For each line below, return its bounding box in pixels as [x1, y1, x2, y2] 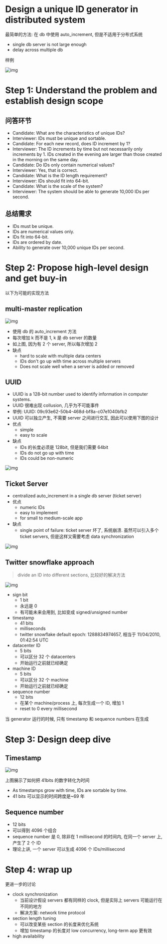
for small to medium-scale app [19, 515, 83, 521]
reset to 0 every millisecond [19, 705, 77, 712]
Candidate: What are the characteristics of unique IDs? [12, 130, 125, 136]
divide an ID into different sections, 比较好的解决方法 [17, 572, 126, 578]
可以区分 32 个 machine [19, 677, 69, 683]
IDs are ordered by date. [12, 239, 63, 245]
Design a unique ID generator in [5, 4, 139, 15]
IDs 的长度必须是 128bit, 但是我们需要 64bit [19, 444, 109, 450]
